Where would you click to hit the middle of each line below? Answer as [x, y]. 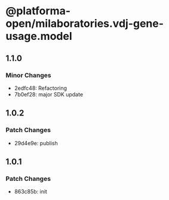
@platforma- [38, 11]
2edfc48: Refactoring [40, 88]
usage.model [39, 36]
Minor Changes [28, 75]
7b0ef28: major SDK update [49, 94]
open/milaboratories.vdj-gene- [85, 24]
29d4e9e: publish [36, 143]
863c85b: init [30, 192]
